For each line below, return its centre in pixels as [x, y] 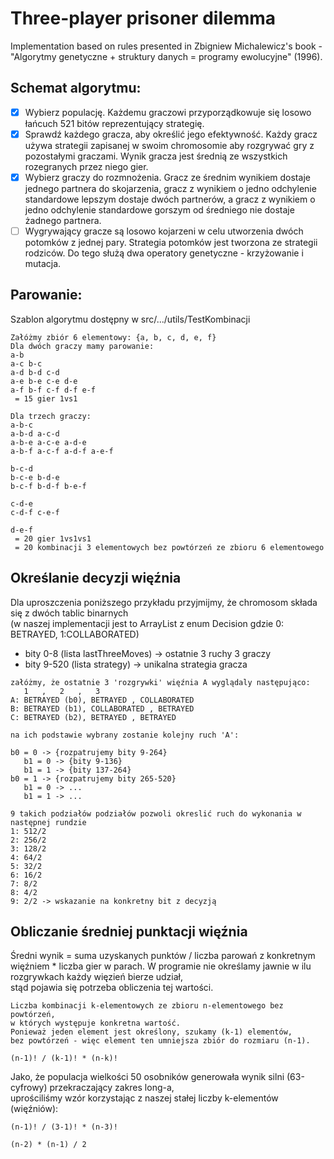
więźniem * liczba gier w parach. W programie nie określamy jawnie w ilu [161, 966]
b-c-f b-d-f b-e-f [48, 486]
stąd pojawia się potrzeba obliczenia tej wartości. [112, 988]
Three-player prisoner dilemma [143, 18]
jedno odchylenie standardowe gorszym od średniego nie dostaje [159, 209]
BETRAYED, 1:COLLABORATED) [75, 634]
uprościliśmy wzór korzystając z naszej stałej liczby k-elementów [144, 1098]
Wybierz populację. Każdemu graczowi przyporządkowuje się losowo [168, 112]
